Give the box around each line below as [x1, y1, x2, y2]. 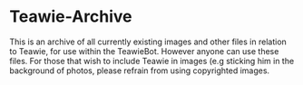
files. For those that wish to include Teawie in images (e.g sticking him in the [9, 55, 295, 66]
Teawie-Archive [9, 6, 133, 27]
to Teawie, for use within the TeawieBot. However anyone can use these [9, 45, 279, 56]
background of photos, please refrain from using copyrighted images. [9, 65, 270, 76]
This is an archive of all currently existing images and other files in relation [9, 36, 288, 47]
